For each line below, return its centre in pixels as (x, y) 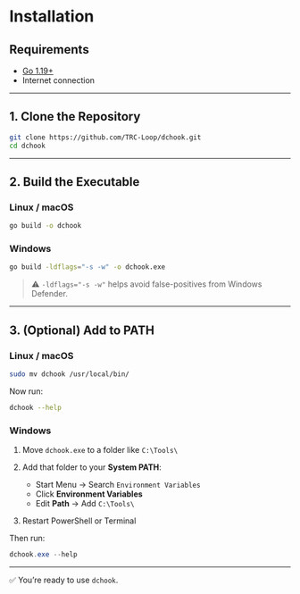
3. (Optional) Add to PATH (82, 330)
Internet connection (58, 80)
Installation (52, 17)
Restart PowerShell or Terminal (79, 521)
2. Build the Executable (75, 182)
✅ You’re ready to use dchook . (64, 580)
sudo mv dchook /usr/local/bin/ (69, 374)
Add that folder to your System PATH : (92, 467)
